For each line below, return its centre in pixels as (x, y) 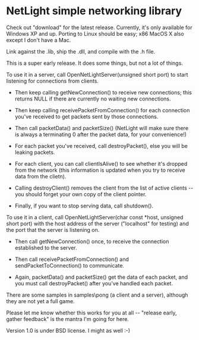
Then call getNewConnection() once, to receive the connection (92, 241)
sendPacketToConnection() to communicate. (70, 265)
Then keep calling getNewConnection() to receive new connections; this (103, 92)
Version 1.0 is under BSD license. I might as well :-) (68, 330)
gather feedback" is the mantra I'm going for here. (68, 319)
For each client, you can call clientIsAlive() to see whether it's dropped (101, 163)
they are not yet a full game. (40, 301)
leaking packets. (35, 152)
